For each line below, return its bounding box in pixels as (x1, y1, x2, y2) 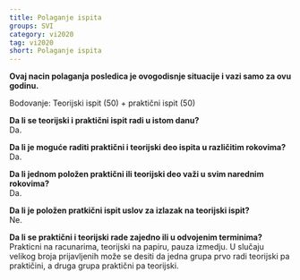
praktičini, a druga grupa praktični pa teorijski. (9, 260, 179, 271)
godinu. (9, 81, 39, 91)
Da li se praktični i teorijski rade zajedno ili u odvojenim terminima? (9, 232, 262, 242)
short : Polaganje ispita (9, 47, 102, 55)
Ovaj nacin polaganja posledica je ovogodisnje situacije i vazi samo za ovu (9, 71, 292, 81)
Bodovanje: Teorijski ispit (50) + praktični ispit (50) (9, 98, 196, 108)
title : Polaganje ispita (9, 13, 102, 22)
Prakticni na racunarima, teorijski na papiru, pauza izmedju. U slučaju (9, 242, 264, 252)
